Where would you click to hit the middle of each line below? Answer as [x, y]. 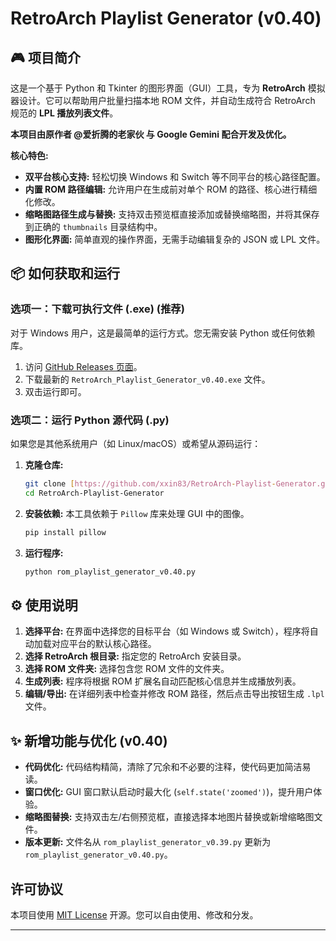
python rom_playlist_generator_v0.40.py [110, 572]
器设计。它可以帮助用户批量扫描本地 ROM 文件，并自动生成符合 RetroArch [163, 100]
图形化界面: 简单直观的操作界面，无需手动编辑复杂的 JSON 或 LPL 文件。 [175, 239]
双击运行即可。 [55, 391]
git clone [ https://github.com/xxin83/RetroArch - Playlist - [150, 483]
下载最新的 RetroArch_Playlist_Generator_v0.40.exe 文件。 [147, 379]
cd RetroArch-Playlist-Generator [94, 493]
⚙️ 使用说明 [44, 605]
